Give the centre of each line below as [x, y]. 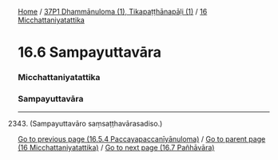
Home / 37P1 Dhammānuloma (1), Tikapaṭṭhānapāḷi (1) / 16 [113, 12]
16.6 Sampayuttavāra [90, 52]
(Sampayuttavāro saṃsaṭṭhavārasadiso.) [96, 124]
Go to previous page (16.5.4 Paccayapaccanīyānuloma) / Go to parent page [142, 139]
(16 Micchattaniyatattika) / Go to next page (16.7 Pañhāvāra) [116, 148]
